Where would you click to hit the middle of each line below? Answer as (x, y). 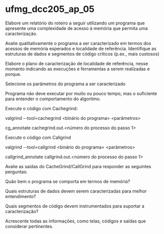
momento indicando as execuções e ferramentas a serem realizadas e (77, 69)
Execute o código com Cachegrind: (41, 108)
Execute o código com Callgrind (38, 137)
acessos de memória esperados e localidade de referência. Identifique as (81, 48)
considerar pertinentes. (29, 226)
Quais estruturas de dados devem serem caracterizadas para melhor (76, 191)
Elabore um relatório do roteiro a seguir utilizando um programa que (75, 23)
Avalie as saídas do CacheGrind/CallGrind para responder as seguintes (78, 166)
